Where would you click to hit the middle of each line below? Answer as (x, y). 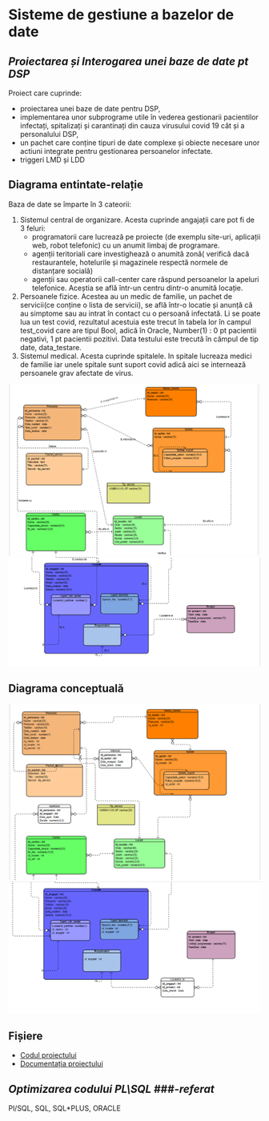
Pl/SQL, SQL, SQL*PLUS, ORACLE (65, 1108)
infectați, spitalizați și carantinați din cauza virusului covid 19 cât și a (132, 125)
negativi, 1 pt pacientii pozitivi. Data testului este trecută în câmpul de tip (139, 339)
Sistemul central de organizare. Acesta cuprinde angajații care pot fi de (137, 220)
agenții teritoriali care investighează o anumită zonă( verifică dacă (141, 253)
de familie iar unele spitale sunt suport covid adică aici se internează (133, 364)
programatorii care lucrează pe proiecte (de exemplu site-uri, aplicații (146, 236)
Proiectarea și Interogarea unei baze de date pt (128, 61)
